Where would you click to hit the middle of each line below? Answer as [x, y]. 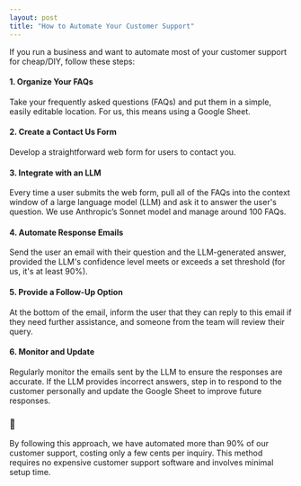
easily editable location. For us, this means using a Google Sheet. [130, 111]
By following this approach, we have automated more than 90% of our [139, 444]
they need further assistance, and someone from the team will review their [147, 321]
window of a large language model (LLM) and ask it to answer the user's [143, 202]
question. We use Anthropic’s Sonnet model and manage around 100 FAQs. [148, 211]
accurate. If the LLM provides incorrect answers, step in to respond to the [146, 381]
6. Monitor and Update [52, 352]
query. [21, 331]
